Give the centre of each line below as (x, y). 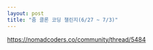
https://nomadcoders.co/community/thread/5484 (76, 39)
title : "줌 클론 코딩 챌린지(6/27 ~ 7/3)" (62, 20)
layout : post (26, 13)
